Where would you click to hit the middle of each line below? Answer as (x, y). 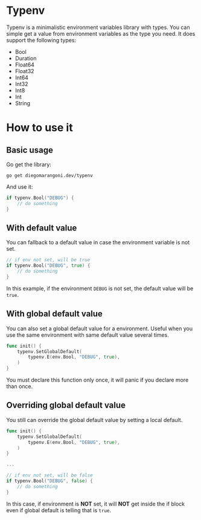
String (23, 103)
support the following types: (41, 40)
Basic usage (30, 150)
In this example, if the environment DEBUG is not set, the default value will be (100, 288)
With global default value (54, 314)
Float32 (24, 71)
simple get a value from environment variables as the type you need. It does (101, 33)
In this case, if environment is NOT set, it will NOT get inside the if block (96, 504)
